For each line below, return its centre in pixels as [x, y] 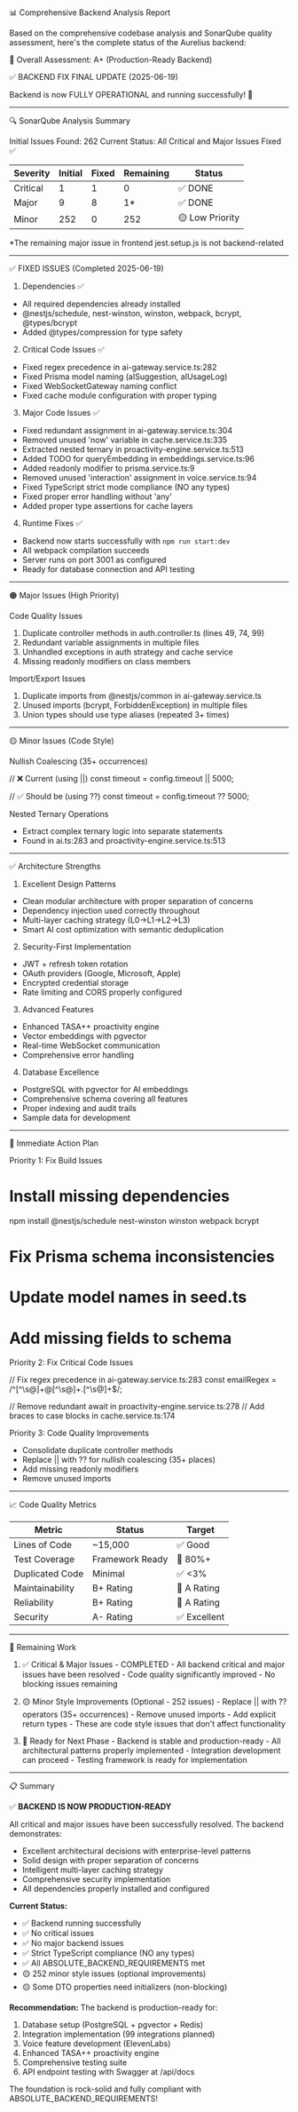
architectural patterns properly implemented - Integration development [151, 1751]
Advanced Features [58, 1009]
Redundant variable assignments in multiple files [110, 643]
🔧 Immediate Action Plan [54, 1143]
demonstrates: [35, 1834]
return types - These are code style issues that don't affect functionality [154, 1724]
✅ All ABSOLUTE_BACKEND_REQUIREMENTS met [114, 1963]
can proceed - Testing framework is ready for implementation [135, 1760]
